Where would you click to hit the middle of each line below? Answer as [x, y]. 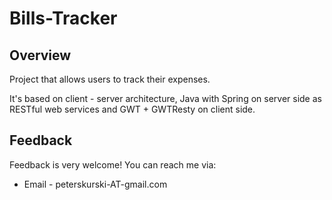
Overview [40, 55]
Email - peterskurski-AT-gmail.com [95, 184]
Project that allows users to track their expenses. [110, 79]
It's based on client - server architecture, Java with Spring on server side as [165, 98]
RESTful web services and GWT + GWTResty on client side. [132, 109]
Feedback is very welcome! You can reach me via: [113, 164]
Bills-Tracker [63, 18]
